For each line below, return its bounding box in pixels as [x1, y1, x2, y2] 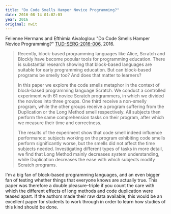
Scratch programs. [17, 162, 57, 168]
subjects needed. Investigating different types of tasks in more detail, [17, 146, 163, 152]
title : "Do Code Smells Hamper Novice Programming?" [5, 7, 120, 13]
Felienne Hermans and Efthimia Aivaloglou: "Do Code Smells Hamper [5, 35, 150, 42]
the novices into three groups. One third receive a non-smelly [17, 98, 147, 104]
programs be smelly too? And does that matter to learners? [17, 72, 141, 79]
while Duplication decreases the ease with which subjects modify [17, 157, 155, 163]
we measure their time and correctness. [17, 120, 102, 126]
